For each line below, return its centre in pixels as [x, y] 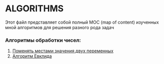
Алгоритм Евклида [32, 56]
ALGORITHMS [34, 9]
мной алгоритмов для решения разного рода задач [60, 27]
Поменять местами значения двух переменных [63, 51]
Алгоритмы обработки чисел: [43, 40]
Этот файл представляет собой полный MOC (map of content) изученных [82, 22]
